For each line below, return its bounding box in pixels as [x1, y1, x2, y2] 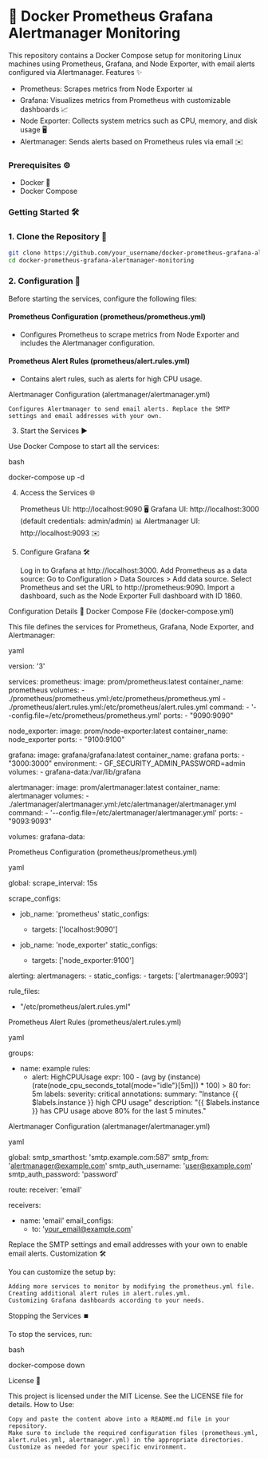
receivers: [8, 1200, 41, 1209]
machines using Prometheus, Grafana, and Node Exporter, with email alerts [8, 59, 255, 69]
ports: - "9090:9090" [163, 710, 234, 720]
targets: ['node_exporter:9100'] [31, 955, 134, 964]
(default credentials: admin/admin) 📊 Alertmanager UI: [19, 516, 200, 526]
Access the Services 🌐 [19, 487, 96, 497]
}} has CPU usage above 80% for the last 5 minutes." [31, 1106, 207, 1115]
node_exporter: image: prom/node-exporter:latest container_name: [8, 726, 229, 735]
